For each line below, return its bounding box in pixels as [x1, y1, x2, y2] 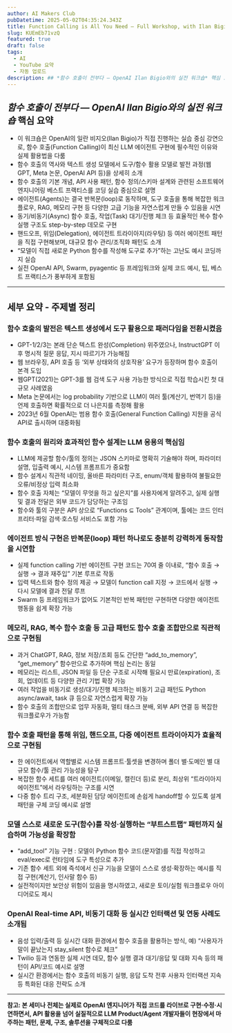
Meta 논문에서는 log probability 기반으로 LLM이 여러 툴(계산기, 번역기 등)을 [17, 392, 222, 401]
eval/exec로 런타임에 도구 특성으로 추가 [17, 855, 124, 864]
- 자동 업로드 [13, 68, 47, 75]
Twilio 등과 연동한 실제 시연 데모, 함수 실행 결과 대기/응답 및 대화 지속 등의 [17, 954, 216, 962]
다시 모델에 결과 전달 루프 [17, 587, 86, 595]
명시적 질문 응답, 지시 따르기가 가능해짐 [24, 349, 130, 357]
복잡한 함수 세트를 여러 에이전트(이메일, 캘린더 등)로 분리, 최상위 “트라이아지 [17, 775, 222, 783]
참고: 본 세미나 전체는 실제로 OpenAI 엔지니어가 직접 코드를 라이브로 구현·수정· [7, 1001, 217, 1009]
